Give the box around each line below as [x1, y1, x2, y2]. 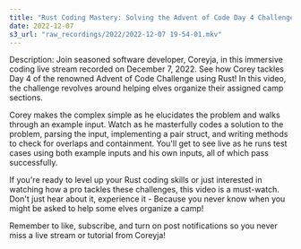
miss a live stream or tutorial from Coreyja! [9, 230, 166, 241]
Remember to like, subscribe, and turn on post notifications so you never [9, 220, 278, 231]
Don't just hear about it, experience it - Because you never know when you [9, 193, 286, 204]
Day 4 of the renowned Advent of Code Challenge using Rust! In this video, [9, 73, 287, 84]
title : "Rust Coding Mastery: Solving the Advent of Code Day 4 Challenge [9, 13, 295, 22]
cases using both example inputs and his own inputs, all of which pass [9, 148, 269, 159]
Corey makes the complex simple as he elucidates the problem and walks [9, 109, 280, 121]
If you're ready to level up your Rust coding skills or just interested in [9, 175, 262, 185]
